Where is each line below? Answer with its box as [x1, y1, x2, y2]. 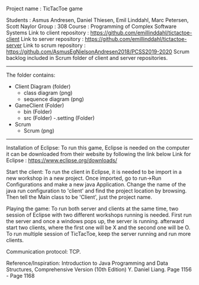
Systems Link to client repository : [6, 29, 89, 36]
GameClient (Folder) [14, 102, 65, 109]
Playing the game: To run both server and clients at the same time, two [6, 205, 179, 212]
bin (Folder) [23, 108, 52, 115]
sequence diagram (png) [23, 96, 84, 103]
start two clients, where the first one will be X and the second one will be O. [6, 224, 191, 231]
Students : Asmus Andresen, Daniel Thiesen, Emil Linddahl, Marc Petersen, [6, 17, 189, 23]
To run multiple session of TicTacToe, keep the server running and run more [6, 230, 191, 237]
